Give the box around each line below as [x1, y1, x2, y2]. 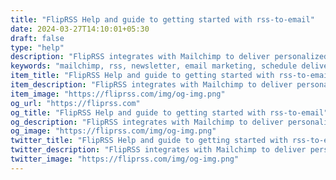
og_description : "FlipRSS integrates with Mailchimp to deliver [10, 117, 284, 127]
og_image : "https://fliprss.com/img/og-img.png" [10, 126, 217, 136]
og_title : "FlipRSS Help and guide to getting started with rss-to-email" [10, 107, 329, 118]
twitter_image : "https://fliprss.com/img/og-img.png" [10, 154, 240, 164]
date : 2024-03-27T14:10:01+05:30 [10, 24, 150, 34]
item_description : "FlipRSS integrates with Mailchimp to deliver [10, 80, 293, 90]
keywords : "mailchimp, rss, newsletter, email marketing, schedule [10, 61, 298, 71]
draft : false [10, 33, 65, 43]
